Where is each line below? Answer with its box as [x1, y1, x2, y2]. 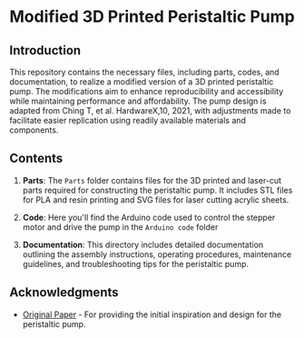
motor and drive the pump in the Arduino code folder [22, 221, 219, 233]
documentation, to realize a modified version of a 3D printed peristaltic [9, 76, 274, 87]
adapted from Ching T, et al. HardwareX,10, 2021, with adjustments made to [9, 105, 291, 115]
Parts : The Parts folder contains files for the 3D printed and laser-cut [22, 174, 282, 185]
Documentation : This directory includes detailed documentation [22, 239, 264, 250]
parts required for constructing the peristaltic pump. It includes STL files [22, 184, 293, 195]
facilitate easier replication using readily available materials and [9, 115, 247, 125]
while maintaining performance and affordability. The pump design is [9, 95, 267, 106]
